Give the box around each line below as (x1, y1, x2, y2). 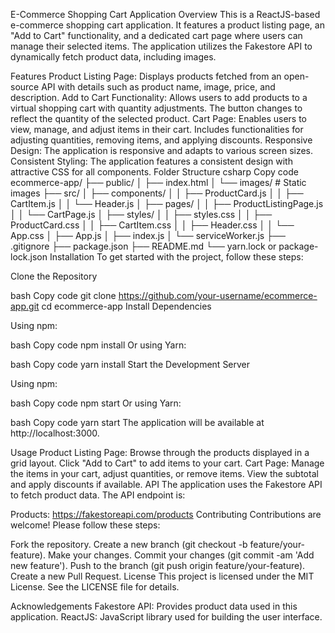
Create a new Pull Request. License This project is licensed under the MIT (10, 570, 315, 582)
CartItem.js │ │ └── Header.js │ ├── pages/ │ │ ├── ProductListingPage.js (10, 198, 324, 209)
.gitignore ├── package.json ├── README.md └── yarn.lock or (10, 240, 277, 252)
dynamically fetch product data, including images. (10, 51, 217, 63)
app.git (10, 300, 40, 312)
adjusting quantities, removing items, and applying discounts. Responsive (10, 134, 313, 146)
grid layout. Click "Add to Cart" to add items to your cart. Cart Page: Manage (10, 457, 325, 469)
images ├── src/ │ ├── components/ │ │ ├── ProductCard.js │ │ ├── (10, 187, 304, 199)
